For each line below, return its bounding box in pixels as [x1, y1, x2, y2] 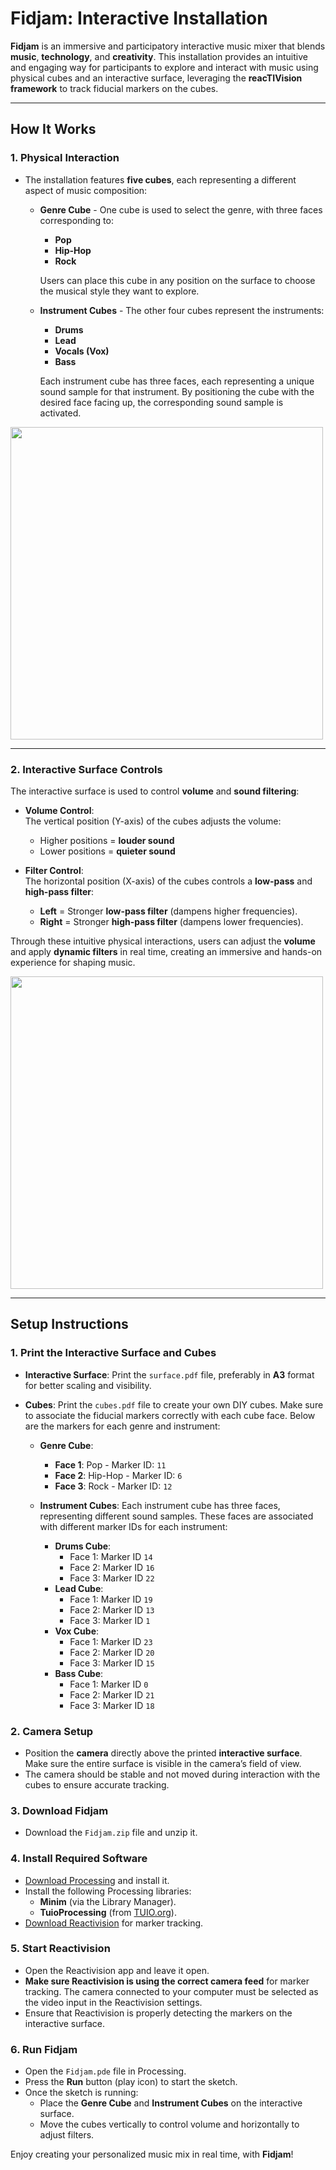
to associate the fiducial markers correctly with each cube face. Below [24, 1409, 316, 1421]
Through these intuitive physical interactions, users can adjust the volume [10, 935, 316, 947]
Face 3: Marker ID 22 [69, 1572, 155, 1584]
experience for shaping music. [10, 956, 136, 968]
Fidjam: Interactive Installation [10, 7, 268, 30]
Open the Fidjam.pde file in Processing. [24, 2065, 187, 2077]
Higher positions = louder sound [39, 834, 175, 846]
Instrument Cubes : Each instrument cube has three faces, [39, 1499, 281, 1511]
